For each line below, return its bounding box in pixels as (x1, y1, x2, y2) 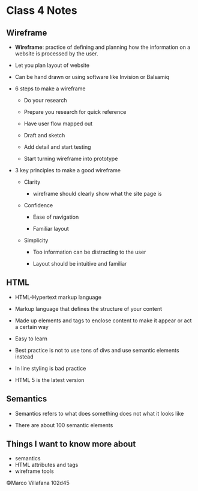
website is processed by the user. (14, 50, 98, 57)
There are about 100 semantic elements (14, 421, 113, 428)
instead (14, 353, 34, 360)
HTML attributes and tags (14, 461, 79, 469)
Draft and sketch (23, 132, 65, 139)
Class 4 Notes (6, 4, 77, 17)
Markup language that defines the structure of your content (14, 305, 163, 312)
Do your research (23, 97, 67, 104)
